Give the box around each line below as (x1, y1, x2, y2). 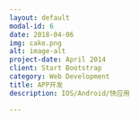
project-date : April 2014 (9, 55, 106, 64)
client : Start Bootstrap (9, 64, 102, 73)
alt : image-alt (9, 47, 66, 56)
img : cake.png (9, 38, 63, 48)
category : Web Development (9, 72, 110, 81)
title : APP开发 (9, 80, 64, 89)
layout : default (9, 13, 70, 23)
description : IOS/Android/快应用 (9, 88, 130, 97)
